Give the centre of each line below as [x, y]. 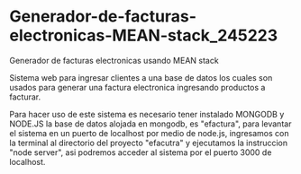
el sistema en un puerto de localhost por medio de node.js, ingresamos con [149, 133]
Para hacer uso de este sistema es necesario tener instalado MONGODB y [147, 114]
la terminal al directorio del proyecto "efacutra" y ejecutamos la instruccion [149, 143]
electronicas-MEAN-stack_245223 [144, 35]
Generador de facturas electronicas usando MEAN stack [114, 60]
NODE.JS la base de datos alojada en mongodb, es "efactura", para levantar [150, 124]
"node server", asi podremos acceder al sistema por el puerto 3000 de [141, 152]
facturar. [25, 97]
